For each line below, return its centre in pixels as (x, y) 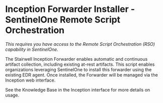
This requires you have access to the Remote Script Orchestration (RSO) (80, 44)
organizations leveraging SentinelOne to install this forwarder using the (78, 69)
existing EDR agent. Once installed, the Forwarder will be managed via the (81, 75)
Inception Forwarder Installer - (70, 9)
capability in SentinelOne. (32, 49)
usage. (12, 95)
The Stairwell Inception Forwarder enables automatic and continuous (76, 59)
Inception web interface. (30, 80)
